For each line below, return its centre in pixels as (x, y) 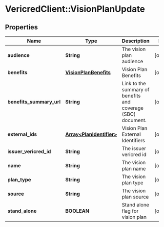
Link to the (134, 83)
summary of (136, 89)
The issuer (134, 148)
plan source (135, 197)
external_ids (22, 134)
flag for (130, 211)
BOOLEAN (77, 211)
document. (134, 120)
